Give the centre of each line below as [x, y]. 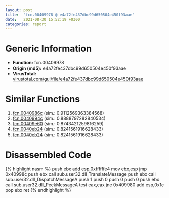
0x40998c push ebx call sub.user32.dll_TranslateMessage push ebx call [80, 174]
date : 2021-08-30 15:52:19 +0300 [43, 19]
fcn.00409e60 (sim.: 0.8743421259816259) [58, 124]
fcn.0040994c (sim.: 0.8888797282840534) [59, 118]
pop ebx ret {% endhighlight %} [38, 190]
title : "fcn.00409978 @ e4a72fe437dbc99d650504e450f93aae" [70, 15]
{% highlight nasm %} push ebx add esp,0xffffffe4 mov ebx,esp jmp [76, 169]
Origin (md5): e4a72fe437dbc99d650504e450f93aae [69, 68]
